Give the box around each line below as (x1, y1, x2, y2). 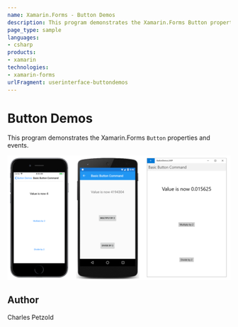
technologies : (7, 64, 50, 71)
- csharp (7, 41, 33, 49)
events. (7, 141, 29, 150)
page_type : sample (7, 26, 62, 33)
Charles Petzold (7, 313, 55, 321)
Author (7, 294, 39, 306)
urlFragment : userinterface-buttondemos (7, 79, 129, 86)
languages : (7, 34, 40, 41)
